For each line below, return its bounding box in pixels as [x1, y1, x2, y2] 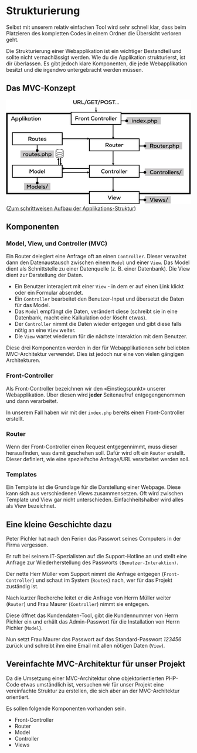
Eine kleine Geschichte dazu [6, 519, 112, 529]
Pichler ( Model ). [6, 625, 43, 632]
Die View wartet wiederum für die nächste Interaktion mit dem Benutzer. [14, 333, 188, 340]
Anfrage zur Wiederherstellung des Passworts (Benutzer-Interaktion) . [6, 559, 179, 566]
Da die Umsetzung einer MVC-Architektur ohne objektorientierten [6, 675, 165, 682]
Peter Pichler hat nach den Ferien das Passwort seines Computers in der [6, 535, 182, 542]
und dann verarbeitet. [6, 397, 59, 404]
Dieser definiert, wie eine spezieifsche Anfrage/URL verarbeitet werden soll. [6, 455, 190, 462]
